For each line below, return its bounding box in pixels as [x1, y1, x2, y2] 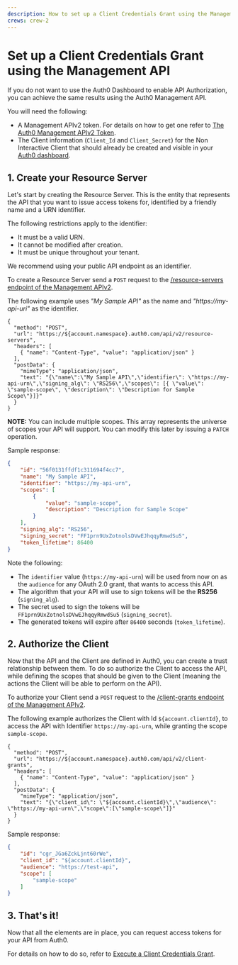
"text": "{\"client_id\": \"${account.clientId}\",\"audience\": [20, 799, 217, 806]
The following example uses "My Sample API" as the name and [7, 297, 191, 306]
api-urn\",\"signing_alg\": [7, 380, 91, 387]
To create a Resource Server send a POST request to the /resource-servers [7, 276, 224, 284]
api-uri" [7, 304, 30, 313]
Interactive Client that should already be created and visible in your [17, 143, 214, 152]
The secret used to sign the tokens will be [17, 602, 140, 610]
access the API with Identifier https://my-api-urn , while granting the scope [7, 722, 228, 730]
